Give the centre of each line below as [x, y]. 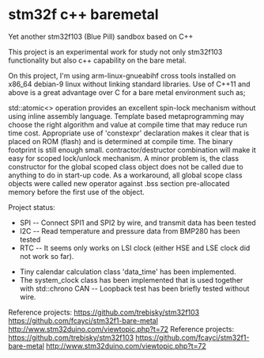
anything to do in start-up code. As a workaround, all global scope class [125, 175]
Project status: [32, 207]
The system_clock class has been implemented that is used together [131, 280]
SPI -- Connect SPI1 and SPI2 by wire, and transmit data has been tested [138, 223]
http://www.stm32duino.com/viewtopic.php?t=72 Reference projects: [121, 329]
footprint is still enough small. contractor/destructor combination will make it [132, 150]
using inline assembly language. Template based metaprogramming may [126, 116]
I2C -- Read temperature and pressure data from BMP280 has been [130, 230]
